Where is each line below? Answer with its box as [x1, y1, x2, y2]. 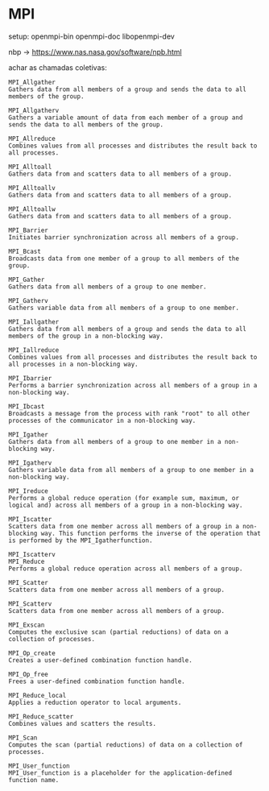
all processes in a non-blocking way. [8, 360, 139, 368]
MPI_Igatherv [8, 458, 52, 467]
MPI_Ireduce [8, 487, 48, 495]
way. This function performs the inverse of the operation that [40, 529, 262, 537]
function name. [8, 776, 60, 784]
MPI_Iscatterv [8, 550, 56, 558]
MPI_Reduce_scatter [8, 712, 74, 721]
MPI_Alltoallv [8, 184, 56, 192]
